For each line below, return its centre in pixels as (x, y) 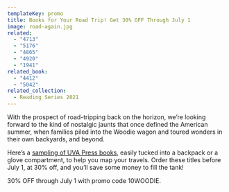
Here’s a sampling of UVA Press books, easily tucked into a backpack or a (113, 152)
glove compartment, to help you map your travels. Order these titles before (114, 160)
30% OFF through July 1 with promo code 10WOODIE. (84, 181)
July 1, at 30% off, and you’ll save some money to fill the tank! (95, 167)
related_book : (28, 71)
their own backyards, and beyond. (56, 139)
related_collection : (37, 91)
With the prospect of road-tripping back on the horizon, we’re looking (107, 117)
